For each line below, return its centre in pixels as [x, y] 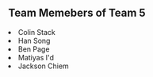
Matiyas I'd [36, 57]
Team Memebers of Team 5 [77, 13]
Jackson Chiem [44, 66]
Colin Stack [37, 32]
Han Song [34, 40]
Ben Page [34, 49]
